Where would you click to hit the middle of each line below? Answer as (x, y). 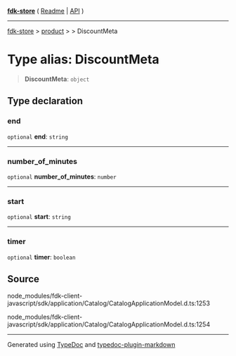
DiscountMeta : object (57, 79)
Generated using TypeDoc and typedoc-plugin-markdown (91, 345)
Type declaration (45, 101)
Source (24, 279)
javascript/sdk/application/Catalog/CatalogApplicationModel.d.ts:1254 (109, 324)
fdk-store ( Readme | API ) (46, 11)
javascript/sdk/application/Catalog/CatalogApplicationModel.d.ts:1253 (109, 303)
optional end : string (38, 136)
